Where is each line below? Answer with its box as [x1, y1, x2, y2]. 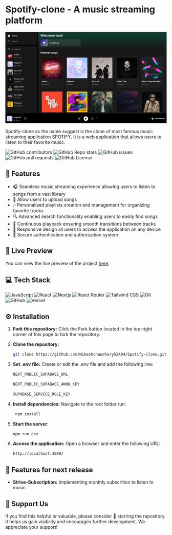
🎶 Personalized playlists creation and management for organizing [12, 201, 150, 208]
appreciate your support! [5, 524, 58, 530]
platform [5, 14, 42, 26]
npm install [15, 411, 41, 417]
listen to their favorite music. [5, 139, 66, 145]
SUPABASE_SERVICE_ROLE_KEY [12, 392, 71, 397]
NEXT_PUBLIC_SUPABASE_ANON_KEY [12, 381, 80, 386]
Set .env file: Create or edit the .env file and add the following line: [12, 361, 154, 367]
